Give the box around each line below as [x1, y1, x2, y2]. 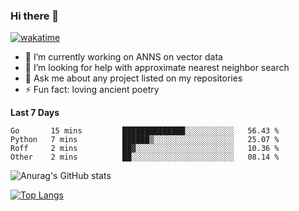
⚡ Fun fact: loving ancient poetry [24, 84, 160, 96]
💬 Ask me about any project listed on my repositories [24, 72, 243, 84]
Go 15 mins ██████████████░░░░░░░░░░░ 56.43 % [10, 126, 280, 136]
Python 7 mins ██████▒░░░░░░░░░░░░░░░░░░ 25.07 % [10, 135, 280, 145]
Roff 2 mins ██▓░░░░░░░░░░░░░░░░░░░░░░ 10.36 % [10, 144, 280, 154]
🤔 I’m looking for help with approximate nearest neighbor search [24, 62, 290, 74]
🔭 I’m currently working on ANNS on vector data [24, 51, 223, 63]
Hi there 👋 [10, 9, 60, 23]
